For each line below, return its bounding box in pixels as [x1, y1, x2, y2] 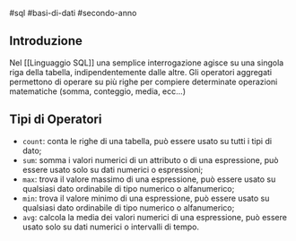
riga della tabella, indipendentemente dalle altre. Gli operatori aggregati [9, 66, 273, 77]
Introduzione [9, 33, 83, 48]
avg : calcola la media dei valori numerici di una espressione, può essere [22, 211, 287, 222]
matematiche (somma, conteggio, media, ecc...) [9, 85, 187, 97]
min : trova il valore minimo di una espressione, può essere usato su [22, 193, 270, 203]
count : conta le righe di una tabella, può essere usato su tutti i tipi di [22, 135, 272, 146]
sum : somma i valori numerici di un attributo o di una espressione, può [22, 154, 279, 165]
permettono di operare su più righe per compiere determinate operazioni [9, 76, 278, 87]
